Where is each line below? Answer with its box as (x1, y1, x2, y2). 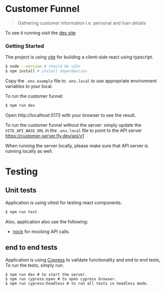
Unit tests (5, 186, 37, 195)
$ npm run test (5, 209, 38, 214)
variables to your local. (5, 83, 53, 89)
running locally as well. (5, 148, 53, 154)
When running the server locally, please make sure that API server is (5, 142, 148, 149)
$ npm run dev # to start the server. (5, 272, 87, 277)
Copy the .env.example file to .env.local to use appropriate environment (5, 77, 157, 84)
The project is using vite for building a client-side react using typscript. (5, 54, 154, 60)
